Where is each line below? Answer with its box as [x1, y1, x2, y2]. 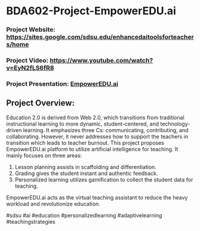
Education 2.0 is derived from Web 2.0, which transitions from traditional [6, 114, 185, 121]
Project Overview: [6, 98, 75, 108]
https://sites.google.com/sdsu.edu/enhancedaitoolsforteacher [6, 33, 194, 41]
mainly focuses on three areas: [6, 152, 82, 159]
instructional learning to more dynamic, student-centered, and [6, 120, 159, 127]
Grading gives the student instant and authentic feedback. [14, 170, 158, 177]
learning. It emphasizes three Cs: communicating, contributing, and [23, 126, 189, 133]
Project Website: [6, 26, 56, 34]
